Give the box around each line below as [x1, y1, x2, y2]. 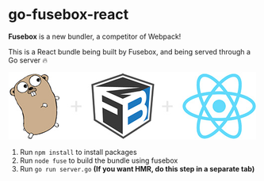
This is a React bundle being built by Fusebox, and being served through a [8, 47, 251, 56]
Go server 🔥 [8, 55, 48, 65]
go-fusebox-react [8, 6, 129, 24]
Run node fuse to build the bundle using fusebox [19, 156, 178, 165]
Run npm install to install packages [19, 147, 137, 156]
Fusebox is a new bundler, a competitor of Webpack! [8, 32, 182, 41]
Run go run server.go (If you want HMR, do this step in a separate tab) [19, 164, 255, 173]
